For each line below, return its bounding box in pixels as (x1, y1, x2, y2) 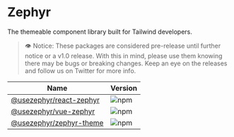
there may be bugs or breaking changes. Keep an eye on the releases (24, 59, 228, 67)
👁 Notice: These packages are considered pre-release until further (24, 41, 221, 50)
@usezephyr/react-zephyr (11, 95, 100, 105)
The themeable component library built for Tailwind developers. (7, 27, 192, 36)
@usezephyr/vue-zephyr (11, 106, 95, 116)
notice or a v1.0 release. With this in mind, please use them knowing (24, 51, 223, 60)
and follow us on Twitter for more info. (24, 66, 136, 74)
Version (110, 83, 138, 93)
